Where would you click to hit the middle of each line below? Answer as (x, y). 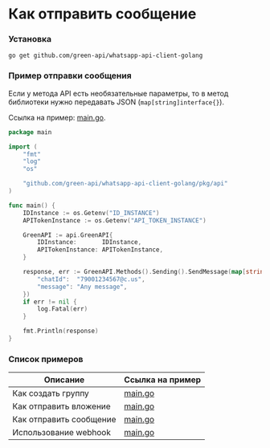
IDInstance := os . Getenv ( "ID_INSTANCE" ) (91, 213)
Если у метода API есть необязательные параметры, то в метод (119, 93)
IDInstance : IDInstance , (90, 242)
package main (30, 132)
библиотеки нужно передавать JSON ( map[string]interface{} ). (117, 102)
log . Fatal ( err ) (63, 309)
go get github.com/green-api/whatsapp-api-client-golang (106, 56)
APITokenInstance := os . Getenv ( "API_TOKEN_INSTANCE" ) (115, 220)
